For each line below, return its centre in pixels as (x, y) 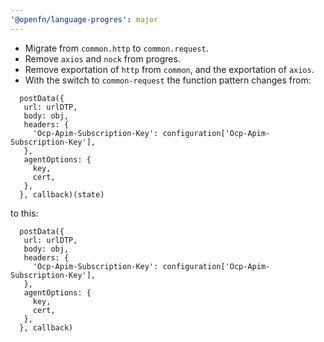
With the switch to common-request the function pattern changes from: (168, 80)
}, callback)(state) (62, 194)
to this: (24, 213)
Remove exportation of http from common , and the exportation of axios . (169, 69)
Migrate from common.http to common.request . (116, 48)
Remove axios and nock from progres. (102, 58)
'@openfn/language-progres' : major (84, 19)
